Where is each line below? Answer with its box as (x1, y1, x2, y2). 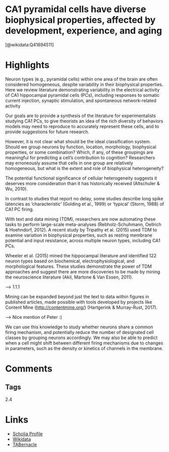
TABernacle (12, 441, 37, 447)
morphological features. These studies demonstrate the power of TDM (5, 263, 152, 269)
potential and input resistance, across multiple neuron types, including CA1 (5, 237, 160, 243)
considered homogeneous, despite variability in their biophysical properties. (5, 81, 163, 87)
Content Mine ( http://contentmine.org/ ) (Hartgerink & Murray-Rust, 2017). (5, 304, 158, 310)
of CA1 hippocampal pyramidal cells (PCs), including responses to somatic (5, 92, 160, 98)
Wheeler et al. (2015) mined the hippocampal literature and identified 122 (5, 252, 157, 258)
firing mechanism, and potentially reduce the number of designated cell (5, 329, 154, 335)
